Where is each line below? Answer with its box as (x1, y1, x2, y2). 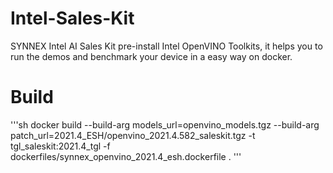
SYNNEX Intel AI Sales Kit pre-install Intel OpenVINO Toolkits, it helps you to (10, 40, 323, 52)
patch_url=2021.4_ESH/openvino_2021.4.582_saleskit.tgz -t (10, 129, 256, 141)
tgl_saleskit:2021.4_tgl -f (10, 140, 111, 152)
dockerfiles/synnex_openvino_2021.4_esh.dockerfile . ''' (10, 150, 242, 162)
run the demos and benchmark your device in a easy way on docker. (10, 50, 293, 62)
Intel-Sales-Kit (10, 7, 135, 30)
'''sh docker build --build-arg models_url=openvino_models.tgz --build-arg (10, 118, 320, 131)
